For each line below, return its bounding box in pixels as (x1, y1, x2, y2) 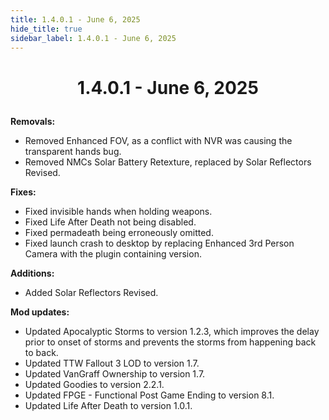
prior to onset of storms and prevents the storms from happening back (24, 336, 317, 348)
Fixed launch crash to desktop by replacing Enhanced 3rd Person (24, 237, 295, 249)
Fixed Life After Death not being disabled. (24, 216, 197, 228)
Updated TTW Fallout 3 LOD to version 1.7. (24, 357, 200, 369)
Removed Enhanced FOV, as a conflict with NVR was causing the (24, 134, 293, 146)
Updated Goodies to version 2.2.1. (24, 378, 165, 390)
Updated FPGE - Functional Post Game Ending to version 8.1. (24, 389, 275, 401)
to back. (24, 346, 59, 358)
